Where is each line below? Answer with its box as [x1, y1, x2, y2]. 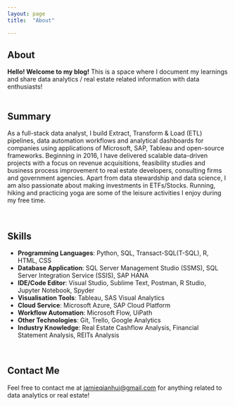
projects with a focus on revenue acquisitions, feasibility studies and [7, 159, 205, 167]
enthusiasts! [7, 82, 43, 91]
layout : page [7, 10, 46, 18]
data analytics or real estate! [7, 391, 90, 399]
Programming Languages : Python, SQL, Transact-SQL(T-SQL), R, [17, 249, 209, 257]
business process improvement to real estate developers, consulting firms [7, 166, 222, 175]
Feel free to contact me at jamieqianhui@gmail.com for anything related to [7, 384, 222, 392]
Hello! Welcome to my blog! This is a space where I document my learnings [7, 67, 228, 76]
